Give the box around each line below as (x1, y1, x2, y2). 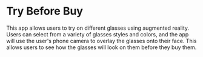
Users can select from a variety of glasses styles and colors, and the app (6, 30, 189, 38)
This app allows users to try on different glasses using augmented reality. (6, 24, 190, 32)
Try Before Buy (6, 4, 84, 18)
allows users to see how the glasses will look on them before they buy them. (6, 44, 197, 51)
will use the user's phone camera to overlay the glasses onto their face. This (6, 37, 197, 44)
